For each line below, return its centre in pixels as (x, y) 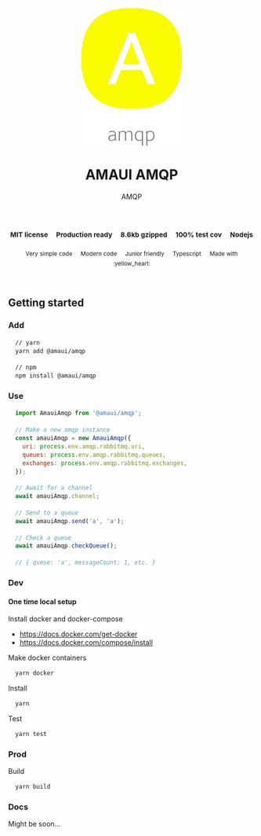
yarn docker (35, 673)
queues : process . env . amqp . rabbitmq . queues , (94, 455)
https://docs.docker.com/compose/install (86, 643)
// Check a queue (43, 538)
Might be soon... (34, 824)
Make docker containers (47, 658)
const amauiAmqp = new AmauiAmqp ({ (73, 438)
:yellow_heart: (132, 264)
